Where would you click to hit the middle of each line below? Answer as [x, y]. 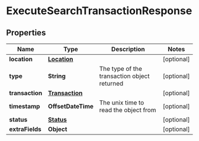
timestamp [25, 106]
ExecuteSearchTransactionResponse [99, 11]
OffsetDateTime [71, 106]
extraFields [25, 129]
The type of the [121, 69]
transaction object [124, 76]
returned [111, 83]
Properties [26, 33]
